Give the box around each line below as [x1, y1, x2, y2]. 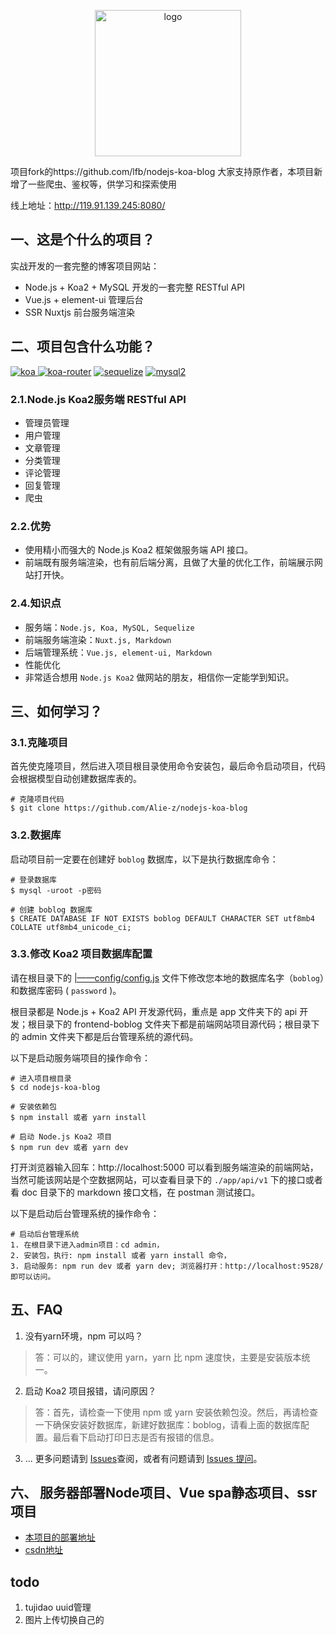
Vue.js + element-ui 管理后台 [24, 293, 144, 305]
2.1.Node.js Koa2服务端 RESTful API [10, 392, 187, 406]
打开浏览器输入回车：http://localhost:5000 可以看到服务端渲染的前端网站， [10, 1161, 319, 1173]
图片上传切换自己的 [24, 1614, 105, 1626]
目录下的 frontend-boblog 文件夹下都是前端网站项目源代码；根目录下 [36, 1018, 320, 1030]
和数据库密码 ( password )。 [10, 984, 122, 996]
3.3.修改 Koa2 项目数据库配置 [10, 947, 153, 961]
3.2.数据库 [10, 828, 62, 842]
